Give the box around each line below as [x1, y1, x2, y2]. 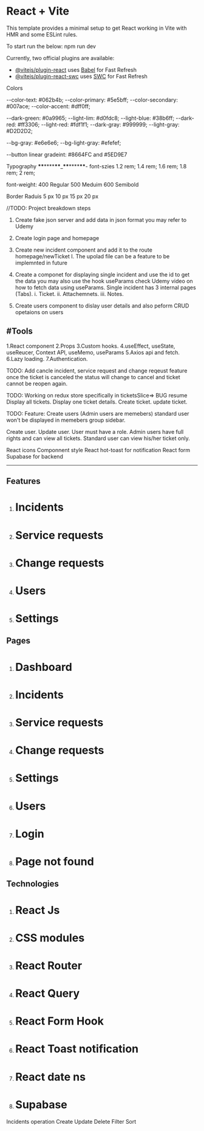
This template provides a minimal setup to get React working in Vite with [6, 24, 187, 32]
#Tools [6, 326, 33, 337]
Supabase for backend [6, 453, 64, 460]
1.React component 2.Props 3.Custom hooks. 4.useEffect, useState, [6, 342, 175, 349]
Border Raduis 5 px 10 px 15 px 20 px [6, 193, 99, 200]
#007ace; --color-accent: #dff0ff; [6, 102, 90, 110]
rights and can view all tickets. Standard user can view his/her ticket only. [6, 435, 190, 442]
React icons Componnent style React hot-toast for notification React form [6, 446, 191, 453]
